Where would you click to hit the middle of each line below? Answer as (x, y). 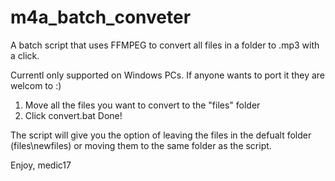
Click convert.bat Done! (73, 115)
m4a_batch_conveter (101, 17)
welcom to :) (36, 85)
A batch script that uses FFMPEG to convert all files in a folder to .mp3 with (165, 45)
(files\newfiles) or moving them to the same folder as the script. (141, 145)
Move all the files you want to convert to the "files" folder (142, 105)
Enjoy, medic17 (41, 165)
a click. (25, 55)
